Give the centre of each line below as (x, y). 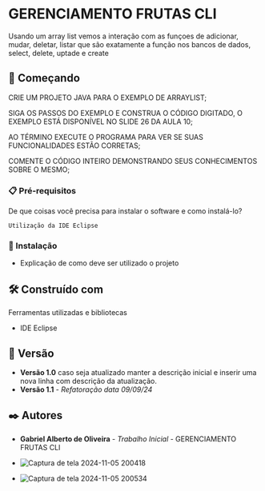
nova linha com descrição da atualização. (88, 381)
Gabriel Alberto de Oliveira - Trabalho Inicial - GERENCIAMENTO (128, 439)
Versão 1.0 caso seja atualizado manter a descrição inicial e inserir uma (138, 372)
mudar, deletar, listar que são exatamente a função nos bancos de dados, (129, 44)
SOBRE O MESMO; (39, 170)
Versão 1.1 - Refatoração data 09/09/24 (86, 389)
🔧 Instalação (33, 245)
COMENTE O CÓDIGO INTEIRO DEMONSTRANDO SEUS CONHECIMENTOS (133, 161)
